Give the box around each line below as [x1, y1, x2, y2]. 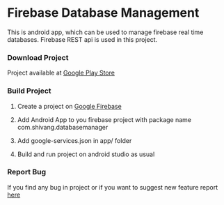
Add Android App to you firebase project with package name [17, 115, 192, 123]
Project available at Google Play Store [7, 68, 115, 77]
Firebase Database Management [7, 5, 200, 21]
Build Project [7, 86, 51, 96]
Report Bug [7, 167, 47, 177]
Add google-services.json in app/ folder [17, 136, 132, 144]
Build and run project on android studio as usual [17, 150, 155, 158]
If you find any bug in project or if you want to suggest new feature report [7, 183, 218, 191]
